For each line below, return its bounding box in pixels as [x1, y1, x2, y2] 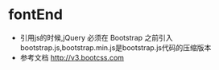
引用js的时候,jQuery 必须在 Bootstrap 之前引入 [19, 33, 173, 42]
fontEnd [8, 6, 63, 24]
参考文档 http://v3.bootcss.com [19, 52, 125, 62]
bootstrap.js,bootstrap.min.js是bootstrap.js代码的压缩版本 [19, 42, 212, 52]
